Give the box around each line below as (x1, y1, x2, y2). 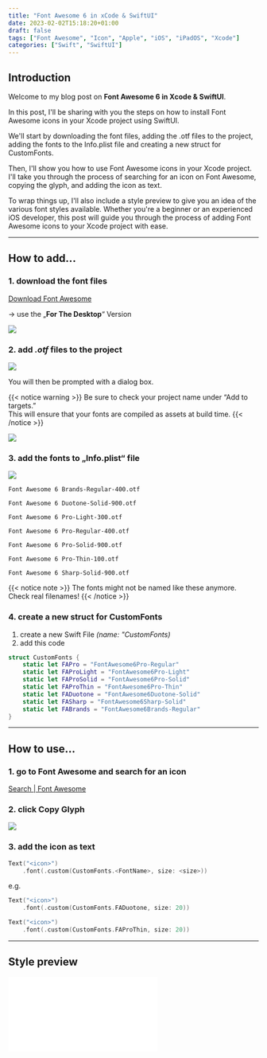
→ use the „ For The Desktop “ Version (8, 309, 132, 318)
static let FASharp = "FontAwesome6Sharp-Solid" (22, 697, 187, 705)
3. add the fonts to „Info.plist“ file (8, 452, 141, 463)
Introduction (8, 71, 72, 84)
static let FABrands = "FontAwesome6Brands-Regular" (22, 705, 201, 713)
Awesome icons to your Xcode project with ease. (8, 221, 168, 231)
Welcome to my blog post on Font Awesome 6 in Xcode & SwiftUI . (8, 92, 226, 101)
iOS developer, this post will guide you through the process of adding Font (8, 213, 252, 222)
